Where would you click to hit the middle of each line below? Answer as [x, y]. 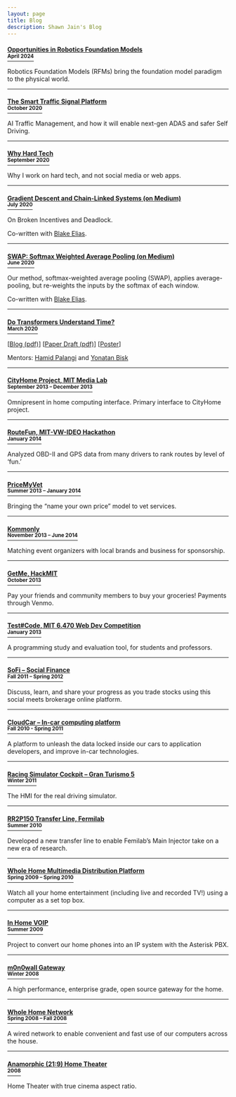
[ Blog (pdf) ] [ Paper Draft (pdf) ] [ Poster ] [64, 344]
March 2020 [23, 328]
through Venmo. [31, 602]
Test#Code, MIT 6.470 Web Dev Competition [74, 626]
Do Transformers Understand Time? [61, 322]
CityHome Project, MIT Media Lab [57, 380]
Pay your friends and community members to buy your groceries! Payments [117, 595]
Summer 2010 [25, 826]
